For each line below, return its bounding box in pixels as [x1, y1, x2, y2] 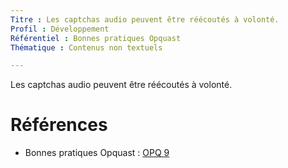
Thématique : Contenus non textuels [10, 42, 163, 53]
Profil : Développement [10, 24, 110, 34]
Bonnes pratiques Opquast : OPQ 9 [24, 147, 170, 159]
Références [10, 114, 108, 136]
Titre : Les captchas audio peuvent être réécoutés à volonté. [10, 14, 280, 25]
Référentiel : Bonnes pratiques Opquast [10, 33, 182, 43]
